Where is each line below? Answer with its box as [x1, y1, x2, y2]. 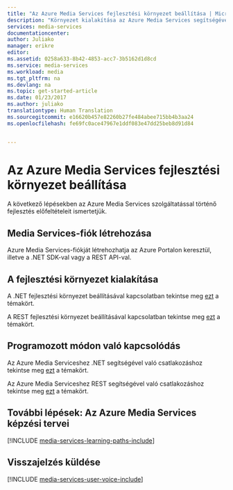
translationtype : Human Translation [7, 107, 113, 114]
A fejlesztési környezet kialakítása [7, 273, 159, 285]
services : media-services [7, 23, 82, 30]
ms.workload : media [7, 68, 64, 75]
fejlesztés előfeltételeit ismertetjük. [7, 207, 107, 215]
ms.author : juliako [7, 101, 64, 108]
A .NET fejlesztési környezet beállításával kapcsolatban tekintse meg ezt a [7, 292, 219, 300]
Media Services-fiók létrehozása [7, 227, 152, 239]
